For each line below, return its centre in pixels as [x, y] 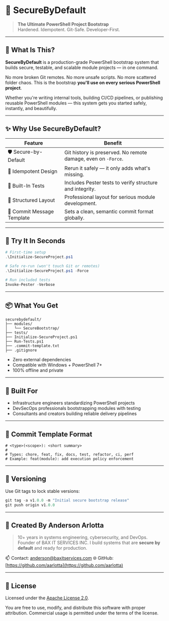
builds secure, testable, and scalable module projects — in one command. [82, 67]
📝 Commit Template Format [49, 434]
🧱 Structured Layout [31, 200]
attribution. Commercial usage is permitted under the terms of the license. [82, 613]
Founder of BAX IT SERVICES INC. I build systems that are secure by [89, 543]
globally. [74, 218]
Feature [34, 143]
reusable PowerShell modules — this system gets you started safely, [76, 103]
